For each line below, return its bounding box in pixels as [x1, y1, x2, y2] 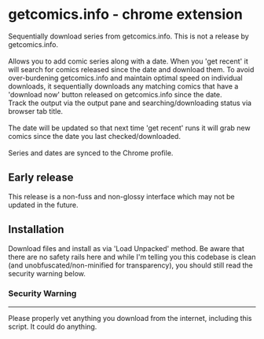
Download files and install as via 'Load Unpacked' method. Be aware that [8, 243, 245, 253]
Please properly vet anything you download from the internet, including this [8, 313, 252, 323]
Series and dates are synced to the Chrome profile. [8, 148, 174, 158]
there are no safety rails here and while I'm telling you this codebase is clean [8, 252, 256, 261]
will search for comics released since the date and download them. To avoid [8, 64, 255, 74]
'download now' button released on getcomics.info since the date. [8, 89, 222, 99]
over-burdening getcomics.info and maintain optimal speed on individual [8, 73, 243, 82]
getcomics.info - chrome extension [8, 5, 244, 24]
